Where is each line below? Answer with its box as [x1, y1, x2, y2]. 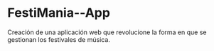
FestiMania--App [7, 5, 110, 21]
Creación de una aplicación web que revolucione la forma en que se [7, 28, 207, 36]
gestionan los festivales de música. [7, 35, 110, 43]
